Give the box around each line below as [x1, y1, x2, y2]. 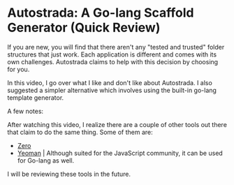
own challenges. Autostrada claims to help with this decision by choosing [7, 57, 219, 66]
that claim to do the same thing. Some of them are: [7, 128, 153, 136]
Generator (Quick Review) [7, 20, 161, 36]
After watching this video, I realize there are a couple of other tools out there [7, 120, 227, 128]
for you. [7, 65, 30, 73]
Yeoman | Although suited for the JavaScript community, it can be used [17, 149, 224, 157]
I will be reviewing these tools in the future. [7, 170, 131, 178]
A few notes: [7, 107, 44, 115]
